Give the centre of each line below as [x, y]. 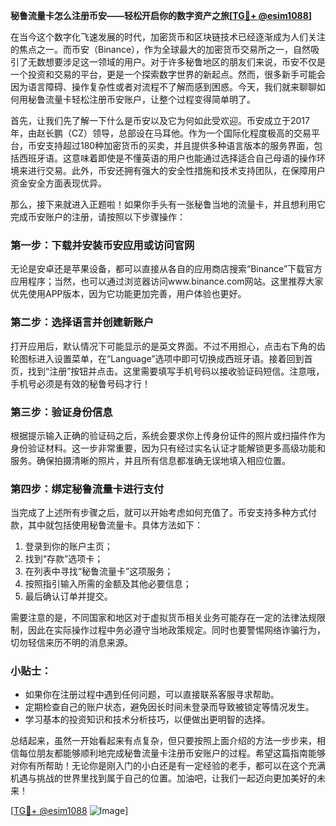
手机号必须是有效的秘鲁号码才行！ [80, 383]
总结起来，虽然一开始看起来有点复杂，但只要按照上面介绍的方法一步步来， [163, 741]
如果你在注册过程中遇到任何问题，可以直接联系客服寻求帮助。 [152, 695]
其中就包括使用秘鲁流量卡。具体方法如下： [115, 525]
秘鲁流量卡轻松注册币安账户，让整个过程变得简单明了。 [141, 99]
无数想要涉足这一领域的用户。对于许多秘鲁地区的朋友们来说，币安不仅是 [176, 62]
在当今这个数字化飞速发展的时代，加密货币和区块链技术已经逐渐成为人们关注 [168, 37]
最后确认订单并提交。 [68, 596]
